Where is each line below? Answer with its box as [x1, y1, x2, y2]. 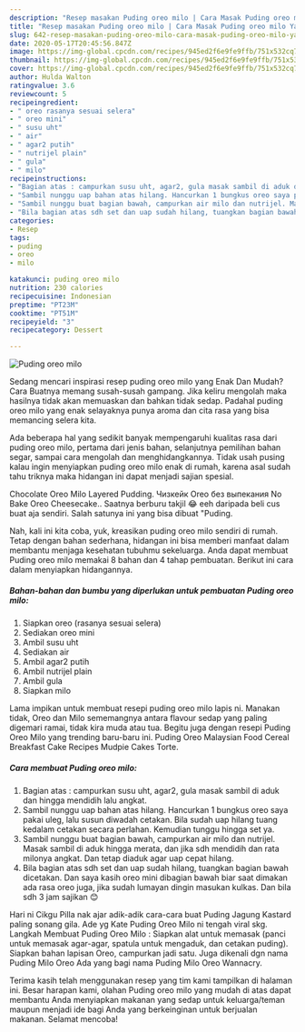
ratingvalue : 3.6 [9, 81, 75, 90]
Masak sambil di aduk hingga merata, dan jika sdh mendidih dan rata [22, 843, 280, 855]
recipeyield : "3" [9, 317, 75, 326]
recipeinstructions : [9, 174, 88, 183]
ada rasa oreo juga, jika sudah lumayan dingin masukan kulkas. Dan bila [22, 882, 292, 893]
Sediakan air [22, 646, 70, 657]
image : [9, 47, 34, 56]
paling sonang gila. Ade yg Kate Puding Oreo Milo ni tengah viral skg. [9, 919, 268, 930]
